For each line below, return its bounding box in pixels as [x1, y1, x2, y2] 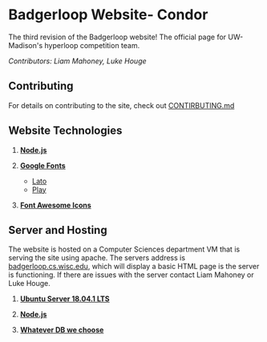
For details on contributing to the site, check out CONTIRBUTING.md [8, 100, 235, 110]
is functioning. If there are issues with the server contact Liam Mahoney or [8, 270, 254, 280]
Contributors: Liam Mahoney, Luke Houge [8, 56, 147, 66]
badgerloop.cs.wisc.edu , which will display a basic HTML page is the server [8, 262, 260, 272]
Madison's [8, 40, 43, 50]
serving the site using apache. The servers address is [8, 253, 186, 263]
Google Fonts [19, 160, 66, 170]
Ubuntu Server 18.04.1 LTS [19, 294, 110, 304]
